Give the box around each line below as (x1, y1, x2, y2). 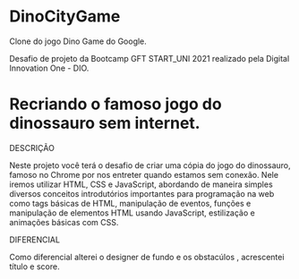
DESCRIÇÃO (9, 142, 56, 153)
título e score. (9, 261, 60, 272)
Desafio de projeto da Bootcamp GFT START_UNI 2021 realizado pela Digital (9, 53, 290, 63)
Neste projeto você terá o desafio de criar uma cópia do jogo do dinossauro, (9, 159, 291, 171)
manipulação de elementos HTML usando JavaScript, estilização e (9, 207, 255, 218)
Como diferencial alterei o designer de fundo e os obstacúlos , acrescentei (9, 251, 285, 262)
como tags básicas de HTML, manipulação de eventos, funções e (9, 198, 252, 208)
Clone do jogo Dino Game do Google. (9, 36, 148, 46)
